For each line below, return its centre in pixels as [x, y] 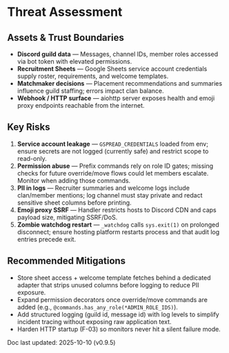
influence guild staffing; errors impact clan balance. [90, 91]
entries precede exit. [47, 239]
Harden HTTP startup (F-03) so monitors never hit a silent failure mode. [119, 329]
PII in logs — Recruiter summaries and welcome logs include [103, 188]
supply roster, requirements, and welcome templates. [93, 76]
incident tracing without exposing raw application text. [94, 321]
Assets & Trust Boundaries [66, 38]
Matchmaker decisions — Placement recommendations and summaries [120, 83]
